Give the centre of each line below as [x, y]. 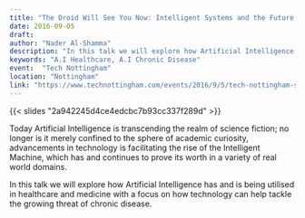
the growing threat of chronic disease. [81, 204]
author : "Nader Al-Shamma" [60, 43]
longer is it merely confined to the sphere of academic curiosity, [129, 137]
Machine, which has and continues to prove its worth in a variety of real [143, 157]
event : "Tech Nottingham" [60, 69]
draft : [22, 34]
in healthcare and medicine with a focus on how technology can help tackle [151, 194]
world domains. [39, 166]
